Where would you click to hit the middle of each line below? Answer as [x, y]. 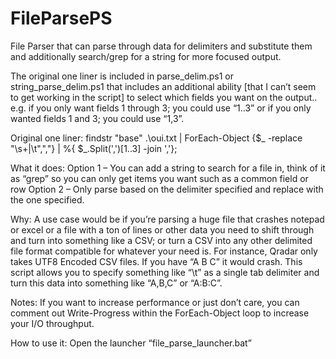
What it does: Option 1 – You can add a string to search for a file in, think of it [168, 168]
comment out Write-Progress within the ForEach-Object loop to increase [160, 313]
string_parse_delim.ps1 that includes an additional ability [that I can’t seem [163, 86]
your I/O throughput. [52, 323]
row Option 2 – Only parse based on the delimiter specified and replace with [167, 189]
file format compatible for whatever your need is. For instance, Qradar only [164, 251]
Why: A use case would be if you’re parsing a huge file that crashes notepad [167, 219]
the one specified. [47, 199]
